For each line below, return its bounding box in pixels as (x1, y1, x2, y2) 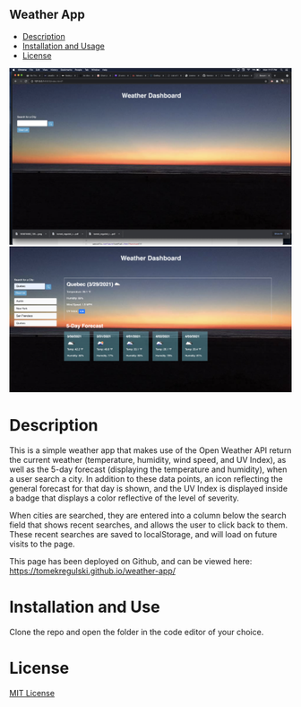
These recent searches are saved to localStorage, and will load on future (9, 529, 278, 540)
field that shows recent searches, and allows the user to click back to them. (9, 519, 288, 530)
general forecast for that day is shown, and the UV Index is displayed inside (9, 484, 288, 494)
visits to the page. (9, 538, 75, 550)
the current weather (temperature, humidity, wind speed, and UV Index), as (9, 455, 287, 466)
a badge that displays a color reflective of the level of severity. (9, 493, 240, 503)
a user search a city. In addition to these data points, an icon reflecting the (9, 474, 284, 484)
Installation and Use (9, 597, 160, 617)
